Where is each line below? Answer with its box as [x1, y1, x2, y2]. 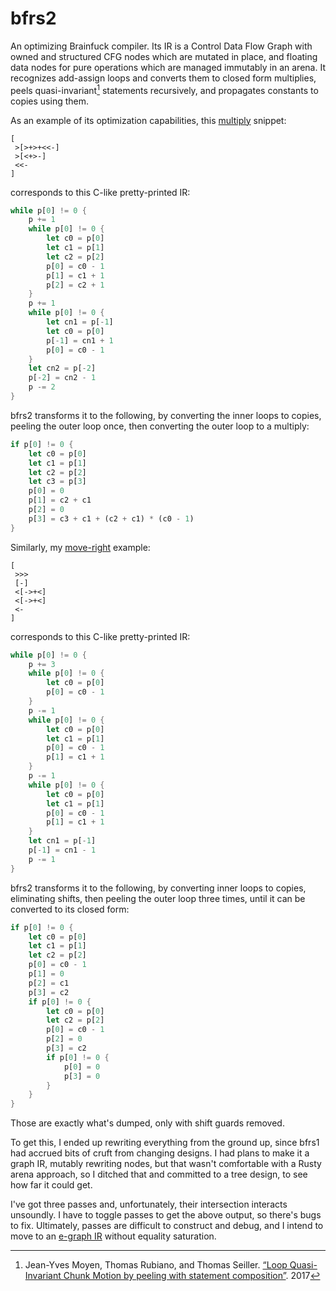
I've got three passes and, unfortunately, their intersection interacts [10, 1198, 288, 1211]
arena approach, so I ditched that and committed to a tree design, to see [10, 1168, 308, 1181]
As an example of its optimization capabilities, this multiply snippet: [10, 114, 287, 126]
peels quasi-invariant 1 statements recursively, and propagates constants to [10, 82, 319, 96]
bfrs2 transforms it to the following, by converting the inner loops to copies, [10, 409, 322, 421]
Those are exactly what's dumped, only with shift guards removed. [10, 1117, 285, 1129]
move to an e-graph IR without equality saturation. [10, 1230, 217, 1242]
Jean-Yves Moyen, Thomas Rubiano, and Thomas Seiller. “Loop [24, 1259, 288, 1271]
